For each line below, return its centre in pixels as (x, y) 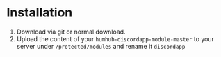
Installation (40, 13)
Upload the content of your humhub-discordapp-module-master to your (115, 38)
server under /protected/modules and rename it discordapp (101, 46)
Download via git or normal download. (71, 32)
